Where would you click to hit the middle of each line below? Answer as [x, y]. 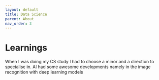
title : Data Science [26, 14]
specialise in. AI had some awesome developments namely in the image [78, 67]
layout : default [22, 10]
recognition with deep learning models [44, 72]
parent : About [20, 19]
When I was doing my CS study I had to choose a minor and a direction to [79, 62]
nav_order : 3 [18, 23]
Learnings [26, 48]
